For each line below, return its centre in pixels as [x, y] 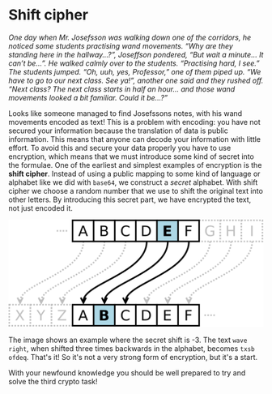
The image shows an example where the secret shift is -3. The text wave [128, 340]
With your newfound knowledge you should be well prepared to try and [127, 373]
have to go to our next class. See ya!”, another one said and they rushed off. [136, 80]
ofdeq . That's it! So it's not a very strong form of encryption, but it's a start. [133, 358]
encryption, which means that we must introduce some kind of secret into [132, 156]
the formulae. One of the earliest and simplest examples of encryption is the [135, 165]
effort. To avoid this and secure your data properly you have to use [120, 148]
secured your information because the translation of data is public [118, 131]
